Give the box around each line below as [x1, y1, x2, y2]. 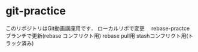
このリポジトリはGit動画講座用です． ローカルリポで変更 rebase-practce [5, 25, 190, 32]
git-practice [5, 4, 66, 18]
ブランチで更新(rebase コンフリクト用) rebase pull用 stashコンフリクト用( [5, 32, 189, 39]
